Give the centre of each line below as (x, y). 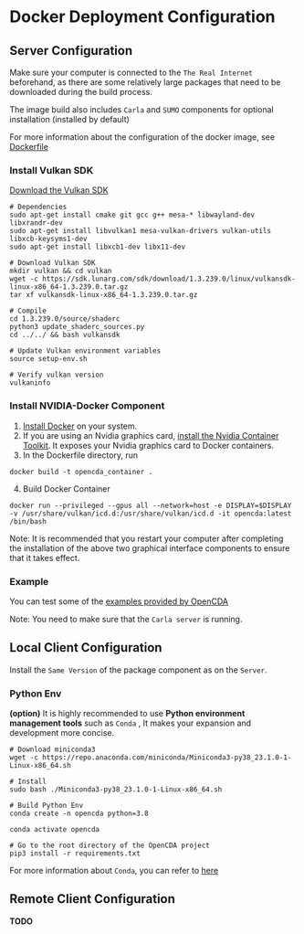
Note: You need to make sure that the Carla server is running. (126, 619)
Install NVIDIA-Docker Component (87, 406)
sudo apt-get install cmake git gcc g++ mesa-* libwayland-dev (132, 215)
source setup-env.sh (49, 359)
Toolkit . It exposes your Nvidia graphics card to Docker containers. (148, 445)
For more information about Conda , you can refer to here (114, 870)
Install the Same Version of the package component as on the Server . (138, 670)
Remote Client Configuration (93, 899)
